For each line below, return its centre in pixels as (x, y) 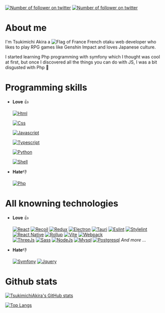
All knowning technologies (62, 204)
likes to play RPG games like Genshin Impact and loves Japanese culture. (80, 47)
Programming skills (46, 88)
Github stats (31, 281)
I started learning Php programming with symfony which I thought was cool (82, 56)
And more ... (133, 239)
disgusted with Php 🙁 (27, 67)
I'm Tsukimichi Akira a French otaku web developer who (81, 41)
